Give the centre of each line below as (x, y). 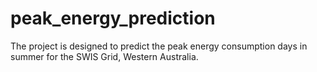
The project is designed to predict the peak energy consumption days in (159, 46)
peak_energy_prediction (113, 18)
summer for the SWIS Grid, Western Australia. (104, 56)
